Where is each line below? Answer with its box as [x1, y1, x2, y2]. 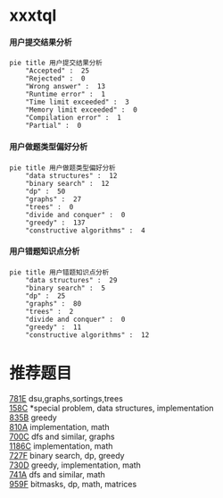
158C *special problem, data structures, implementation [9, 402, 214, 413]
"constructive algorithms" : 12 [25, 330, 150, 340]
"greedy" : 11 [25, 323, 82, 332]
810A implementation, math [9, 421, 110, 432]
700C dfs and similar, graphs [9, 431, 115, 442]
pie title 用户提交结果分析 [9, 59, 103, 68]
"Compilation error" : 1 [25, 114, 122, 122]
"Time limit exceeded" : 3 [25, 97, 129, 107]
